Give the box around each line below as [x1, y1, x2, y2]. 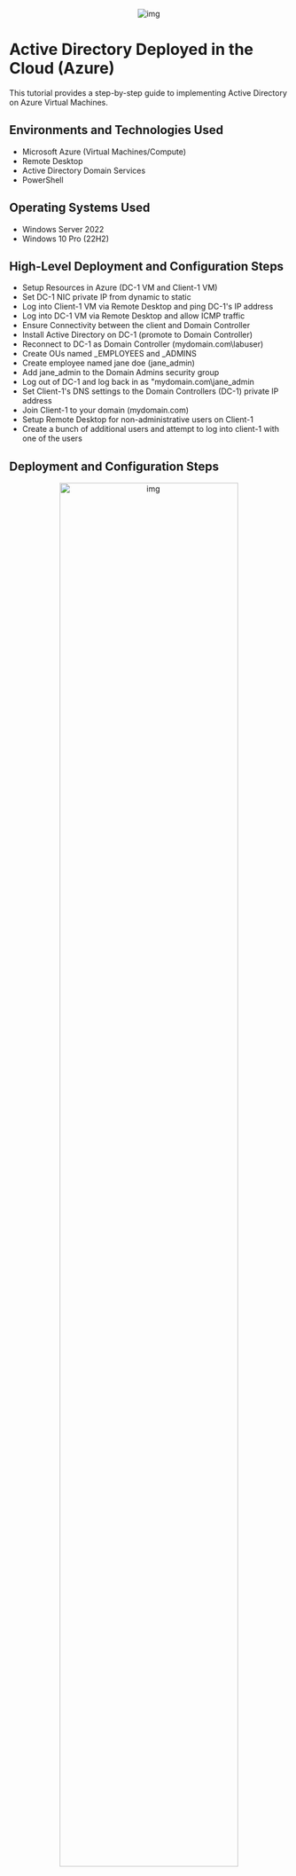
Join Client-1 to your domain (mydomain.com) [21, 404, 189, 416]
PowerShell [21, 174, 64, 185]
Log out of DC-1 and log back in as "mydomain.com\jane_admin [21, 377, 255, 388]
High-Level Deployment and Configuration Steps [9, 258, 284, 274]
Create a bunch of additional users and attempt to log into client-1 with [21, 424, 279, 435]
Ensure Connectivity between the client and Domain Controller [21, 320, 251, 331]
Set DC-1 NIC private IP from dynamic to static [21, 292, 192, 302]
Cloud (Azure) [9, 59, 115, 79]
